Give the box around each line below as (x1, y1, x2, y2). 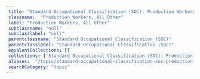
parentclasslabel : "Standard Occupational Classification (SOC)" (8, 42, 174, 48)
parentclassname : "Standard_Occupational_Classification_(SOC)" (8, 36, 171, 42)
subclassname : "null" (8, 25, 62, 31)
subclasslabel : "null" (8, 31, 65, 37)
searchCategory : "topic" (8, 64, 70, 70)
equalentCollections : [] (8, 48, 70, 53)
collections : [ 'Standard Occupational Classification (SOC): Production (8, 53, 193, 59)
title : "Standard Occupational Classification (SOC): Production (8, 8, 174, 15)
